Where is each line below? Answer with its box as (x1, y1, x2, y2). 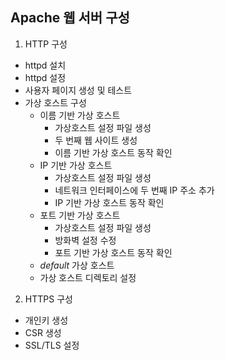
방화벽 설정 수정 (54, 234, 117, 246)
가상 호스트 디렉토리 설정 (39, 271, 137, 283)
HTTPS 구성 (24, 293, 73, 305)
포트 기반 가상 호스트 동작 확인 (54, 246, 173, 258)
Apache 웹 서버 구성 (10, 9, 130, 27)
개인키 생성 (24, 314, 69, 326)
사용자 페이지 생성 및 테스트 (24, 84, 133, 96)
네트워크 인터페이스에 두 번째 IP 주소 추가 (54, 184, 215, 196)
